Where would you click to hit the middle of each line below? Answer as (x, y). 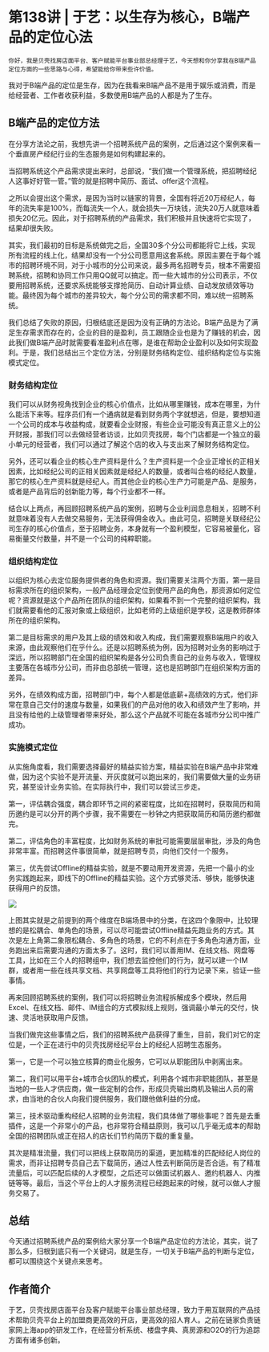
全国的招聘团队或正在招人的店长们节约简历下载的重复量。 (103, 1135)
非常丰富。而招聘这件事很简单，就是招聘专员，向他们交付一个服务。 (120, 851)
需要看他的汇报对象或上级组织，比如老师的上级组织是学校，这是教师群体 (141, 611)
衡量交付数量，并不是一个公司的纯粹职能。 (85, 538)
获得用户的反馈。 (36, 887)
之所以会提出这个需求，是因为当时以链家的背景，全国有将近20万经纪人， (128, 197)
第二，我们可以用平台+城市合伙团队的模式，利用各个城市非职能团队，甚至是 (133, 1078)
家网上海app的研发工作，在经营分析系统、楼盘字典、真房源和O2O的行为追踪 (134, 1330)
